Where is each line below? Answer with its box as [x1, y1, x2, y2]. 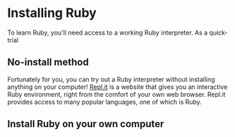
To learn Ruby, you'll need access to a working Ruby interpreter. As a [7, 28, 208, 37]
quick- [209, 28, 228, 37]
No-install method [7, 56, 90, 68]
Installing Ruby [7, 5, 97, 21]
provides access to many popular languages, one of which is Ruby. [7, 97, 203, 106]
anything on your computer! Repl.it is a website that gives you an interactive [7, 83, 228, 91]
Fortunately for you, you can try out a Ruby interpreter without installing [7, 75, 215, 83]
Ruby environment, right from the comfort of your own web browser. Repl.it [7, 90, 226, 98]
